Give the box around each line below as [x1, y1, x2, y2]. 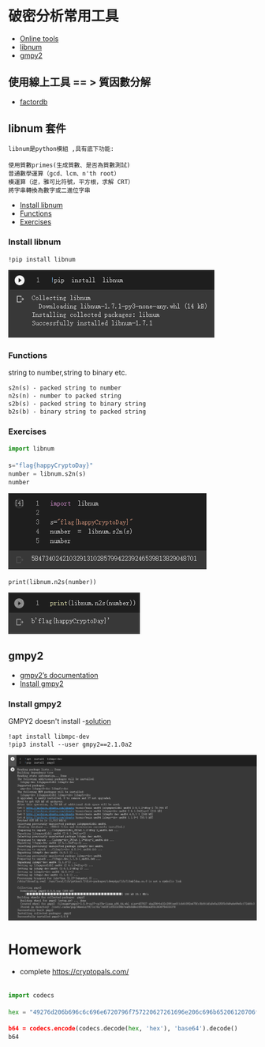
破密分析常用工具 [8, 7, 120, 25]
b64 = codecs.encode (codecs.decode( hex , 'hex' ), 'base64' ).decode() [8, 1025, 238, 1033]
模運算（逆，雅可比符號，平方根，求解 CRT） [8, 178, 134, 186]
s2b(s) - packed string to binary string [8, 400, 147, 408]
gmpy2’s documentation [19, 670, 99, 680]
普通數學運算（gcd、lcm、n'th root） [8, 169, 121, 178]
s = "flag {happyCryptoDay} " [8, 461, 93, 470]
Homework [8, 941, 82, 958]
